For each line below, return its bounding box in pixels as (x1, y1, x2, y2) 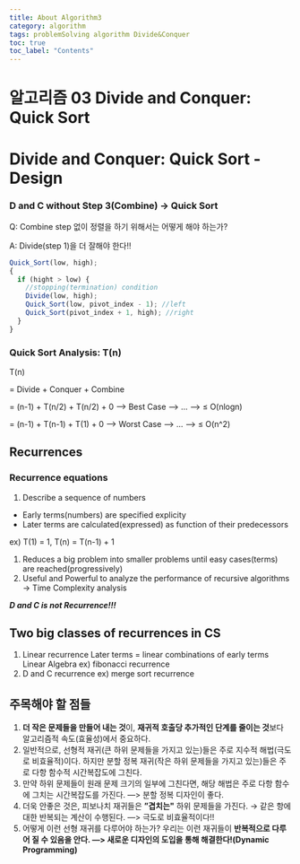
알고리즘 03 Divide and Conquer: (9, 88, 253, 109)
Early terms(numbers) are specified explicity (21, 509, 186, 520)
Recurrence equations (9, 472, 108, 484)
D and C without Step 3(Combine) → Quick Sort (9, 199, 219, 212)
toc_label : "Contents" (9, 47, 94, 56)
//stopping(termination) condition (25, 284, 159, 292)
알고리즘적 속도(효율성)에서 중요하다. (21, 733, 150, 745)
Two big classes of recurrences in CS (9, 625, 221, 641)
